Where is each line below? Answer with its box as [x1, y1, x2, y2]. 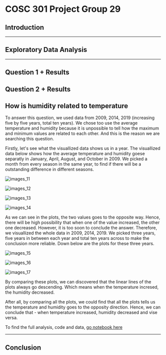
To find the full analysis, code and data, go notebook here [5, 324, 123, 330]
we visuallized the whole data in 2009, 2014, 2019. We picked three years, [5, 230, 156, 236]
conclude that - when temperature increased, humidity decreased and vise [5, 310, 158, 315]
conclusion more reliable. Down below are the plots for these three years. [5, 241, 155, 247]
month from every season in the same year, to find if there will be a [5, 161, 142, 167]
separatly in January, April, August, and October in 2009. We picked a [5, 156, 148, 162]
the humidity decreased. [5, 289, 55, 295]
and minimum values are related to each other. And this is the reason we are [5, 131, 160, 136]
